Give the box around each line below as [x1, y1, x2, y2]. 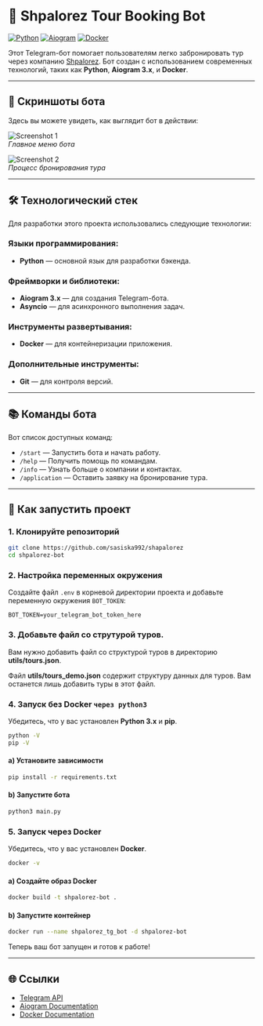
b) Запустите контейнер [8, 910, 92, 920]
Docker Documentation [19, 1010, 95, 1019]
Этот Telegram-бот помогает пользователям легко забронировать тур [8, 48, 244, 57]
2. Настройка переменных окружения [8, 569, 163, 580]
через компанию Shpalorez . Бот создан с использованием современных [8, 56, 253, 66]
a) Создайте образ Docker [8, 876, 98, 886]
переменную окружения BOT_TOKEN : [8, 596, 126, 606]
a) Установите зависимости [8, 756, 104, 766]
